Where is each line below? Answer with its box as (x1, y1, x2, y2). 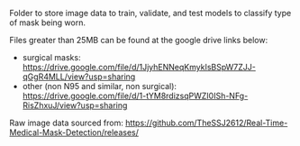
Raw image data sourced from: (9, 117, 123, 128)
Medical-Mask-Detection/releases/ (9, 127, 140, 138)
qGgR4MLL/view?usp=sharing (22, 71, 136, 82)
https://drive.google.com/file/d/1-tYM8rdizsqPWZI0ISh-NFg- (22, 90, 249, 101)
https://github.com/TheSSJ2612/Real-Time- (124, 117, 288, 128)
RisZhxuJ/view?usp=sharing (22, 100, 128, 111)
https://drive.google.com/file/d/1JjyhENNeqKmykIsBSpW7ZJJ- (22, 62, 257, 72)
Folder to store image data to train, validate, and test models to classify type (9, 8, 292, 18)
